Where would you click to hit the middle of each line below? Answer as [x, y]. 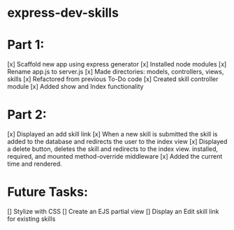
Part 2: [27, 115]
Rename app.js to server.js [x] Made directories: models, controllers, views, [116, 72]
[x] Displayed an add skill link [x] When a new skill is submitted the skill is [112, 134]
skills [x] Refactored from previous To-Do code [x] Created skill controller [113, 79]
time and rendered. [35, 164]
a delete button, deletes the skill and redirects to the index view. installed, [113, 149]
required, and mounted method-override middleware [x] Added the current [115, 157]
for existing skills [31, 219]
